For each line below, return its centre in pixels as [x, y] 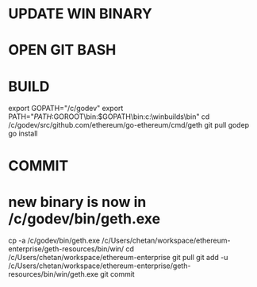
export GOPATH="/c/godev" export [66, 109]
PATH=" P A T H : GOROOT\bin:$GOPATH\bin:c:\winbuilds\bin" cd [109, 117]
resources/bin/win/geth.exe [54, 274]
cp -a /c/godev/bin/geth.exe [54, 241]
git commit [117, 274]
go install [23, 134]
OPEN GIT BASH [62, 50]
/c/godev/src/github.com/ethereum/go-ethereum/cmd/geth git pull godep [129, 125]
